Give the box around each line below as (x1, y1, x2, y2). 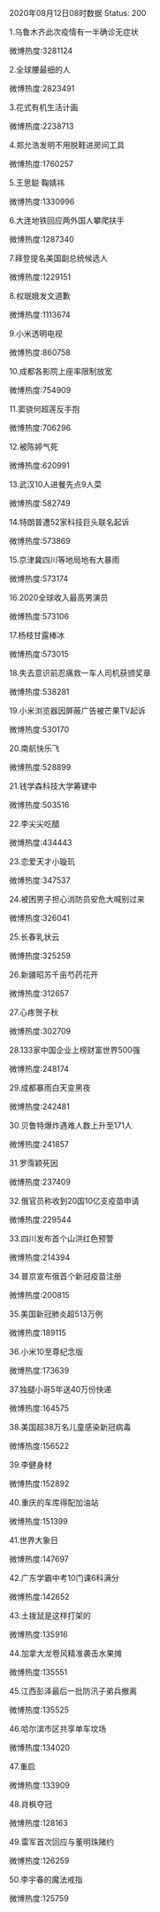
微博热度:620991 (9, 460, 71, 470)
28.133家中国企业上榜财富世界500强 (9, 1045, 141, 1055)
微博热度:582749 (9, 498, 71, 508)
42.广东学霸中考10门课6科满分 (9, 1573, 119, 1583)
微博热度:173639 (9, 1365, 70, 1375)
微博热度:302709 (9, 1026, 72, 1036)
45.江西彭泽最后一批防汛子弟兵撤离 (9, 1686, 138, 1696)
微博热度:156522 (9, 1441, 70, 1451)
